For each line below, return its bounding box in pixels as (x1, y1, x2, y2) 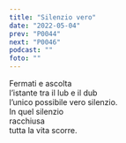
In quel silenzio (9, 107, 64, 117)
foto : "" (9, 54, 41, 63)
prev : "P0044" (9, 29, 62, 38)
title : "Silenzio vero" (9, 12, 97, 22)
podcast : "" (9, 46, 53, 55)
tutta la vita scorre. (9, 125, 78, 135)
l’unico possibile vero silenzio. (9, 97, 118, 107)
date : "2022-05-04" (9, 21, 81, 30)
